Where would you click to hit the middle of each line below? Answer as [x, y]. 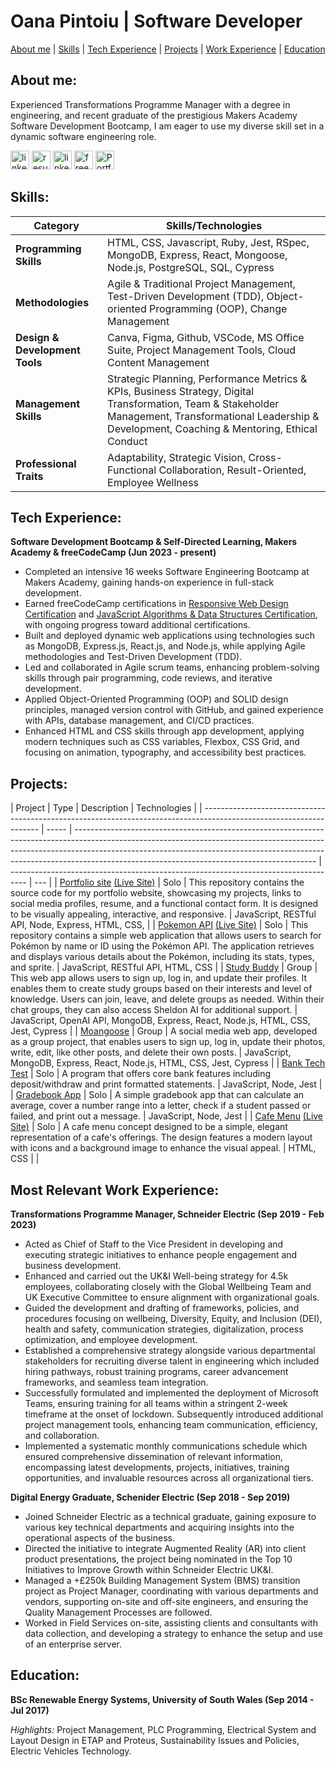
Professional [46, 463]
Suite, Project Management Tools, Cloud [202, 350]
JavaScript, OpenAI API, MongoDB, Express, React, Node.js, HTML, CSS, [160, 1021]
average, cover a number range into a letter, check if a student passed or [161, 1106]
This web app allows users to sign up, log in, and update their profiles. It [159, 978]
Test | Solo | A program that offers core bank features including [141, 1074]
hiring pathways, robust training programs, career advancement [156, 1371]
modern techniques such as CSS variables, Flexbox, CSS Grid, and [162, 742]
